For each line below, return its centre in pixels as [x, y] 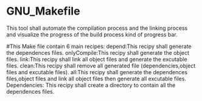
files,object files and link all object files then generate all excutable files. [96, 78]
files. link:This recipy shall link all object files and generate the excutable [97, 59]
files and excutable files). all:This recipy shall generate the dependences [97, 72]
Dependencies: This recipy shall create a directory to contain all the [91, 85]
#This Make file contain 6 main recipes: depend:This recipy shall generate [99, 46]
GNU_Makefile [43, 11]
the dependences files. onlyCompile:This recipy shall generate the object [98, 52]
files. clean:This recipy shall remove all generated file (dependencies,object [101, 66]
